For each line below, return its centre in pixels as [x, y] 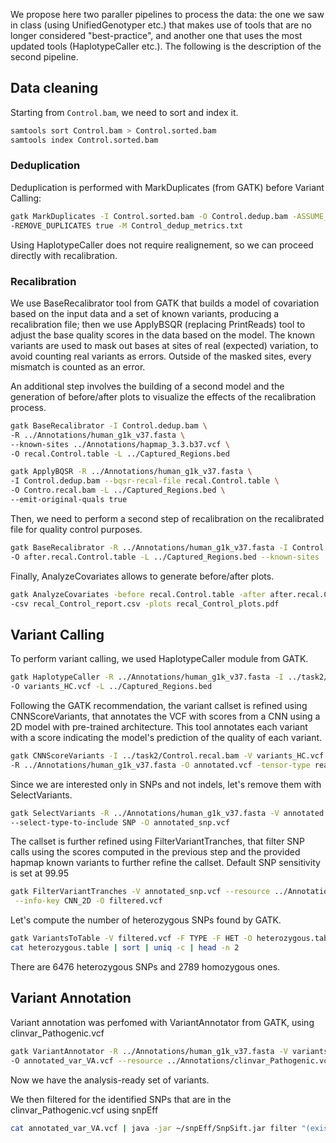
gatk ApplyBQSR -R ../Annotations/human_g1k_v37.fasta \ [131, 472]
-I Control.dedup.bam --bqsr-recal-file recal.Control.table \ [145, 481]
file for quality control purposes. [76, 529]
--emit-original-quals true [69, 500]
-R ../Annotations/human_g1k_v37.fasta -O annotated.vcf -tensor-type [160, 765]
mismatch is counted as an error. [78, 366]
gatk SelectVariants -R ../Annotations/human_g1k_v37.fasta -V [145, 813]
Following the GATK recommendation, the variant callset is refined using [159, 705]
